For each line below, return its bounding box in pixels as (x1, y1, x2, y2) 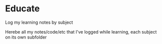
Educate (5, 3, 40, 14)
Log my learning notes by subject (5, 19, 73, 25)
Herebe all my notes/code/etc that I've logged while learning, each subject (5, 29, 157, 35)
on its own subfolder (5, 34, 47, 40)
